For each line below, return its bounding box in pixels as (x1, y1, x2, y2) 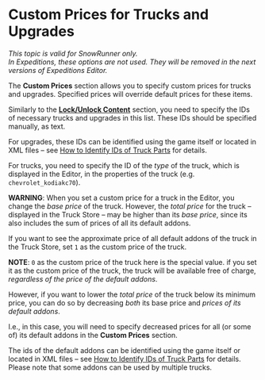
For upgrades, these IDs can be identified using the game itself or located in (8, 136, 256, 146)
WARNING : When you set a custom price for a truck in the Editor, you (8, 193, 235, 202)
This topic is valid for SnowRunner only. (8, 48, 138, 58)
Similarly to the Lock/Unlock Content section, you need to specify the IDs (8, 105, 250, 114)
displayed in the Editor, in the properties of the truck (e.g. (8, 169, 195, 178)
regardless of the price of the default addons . (8, 274, 158, 283)
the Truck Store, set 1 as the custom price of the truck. (8, 242, 187, 251)
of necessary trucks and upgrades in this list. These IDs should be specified (8, 113, 257, 122)
